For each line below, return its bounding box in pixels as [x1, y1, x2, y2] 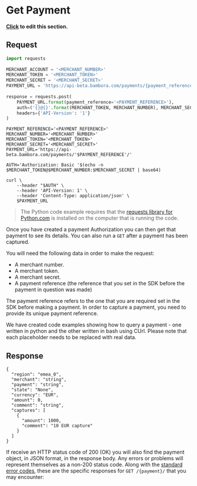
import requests [6, 55, 46, 62]
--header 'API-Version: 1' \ [16, 188, 88, 194]
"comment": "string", [11, 403, 64, 409]
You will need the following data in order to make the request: [6, 250, 154, 257]
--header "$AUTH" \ [16, 183, 64, 188]
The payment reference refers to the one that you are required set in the [6, 298, 181, 305]
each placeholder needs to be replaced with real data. [6, 334, 137, 341]
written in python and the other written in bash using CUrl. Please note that [6, 328, 187, 335]
